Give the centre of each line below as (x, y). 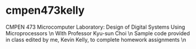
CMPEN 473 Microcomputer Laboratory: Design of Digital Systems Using (96, 27)
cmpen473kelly (45, 10)
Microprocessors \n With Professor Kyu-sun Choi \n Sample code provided (98, 33)
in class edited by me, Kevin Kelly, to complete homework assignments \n (96, 39)
